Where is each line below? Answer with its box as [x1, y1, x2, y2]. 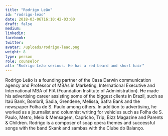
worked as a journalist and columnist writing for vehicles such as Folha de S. [5, 109, 163, 115]
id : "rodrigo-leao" [5, 12, 46, 17]
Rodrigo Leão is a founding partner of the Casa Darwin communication [5, 77, 151, 83]
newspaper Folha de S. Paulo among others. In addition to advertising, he [5, 104, 157, 110]
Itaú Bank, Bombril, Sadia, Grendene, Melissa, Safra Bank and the [5, 98, 140, 104]
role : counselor [5, 59, 39, 64]
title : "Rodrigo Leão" [5, 7, 53, 13]
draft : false [5, 21, 33, 27]
